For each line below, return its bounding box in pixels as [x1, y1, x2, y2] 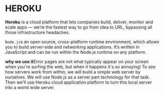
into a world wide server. [5, 84, 55, 90]
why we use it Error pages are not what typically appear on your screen [5, 58, 149, 64]
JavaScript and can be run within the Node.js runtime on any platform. [5, 49, 147, 55]
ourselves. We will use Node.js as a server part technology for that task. [5, 74, 150, 80]
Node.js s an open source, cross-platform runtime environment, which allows [5, 38, 160, 44]
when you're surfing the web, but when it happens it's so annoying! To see [5, 64, 156, 70]
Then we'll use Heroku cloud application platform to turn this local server [5, 79, 152, 85]
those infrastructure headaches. [5, 29, 70, 35]
